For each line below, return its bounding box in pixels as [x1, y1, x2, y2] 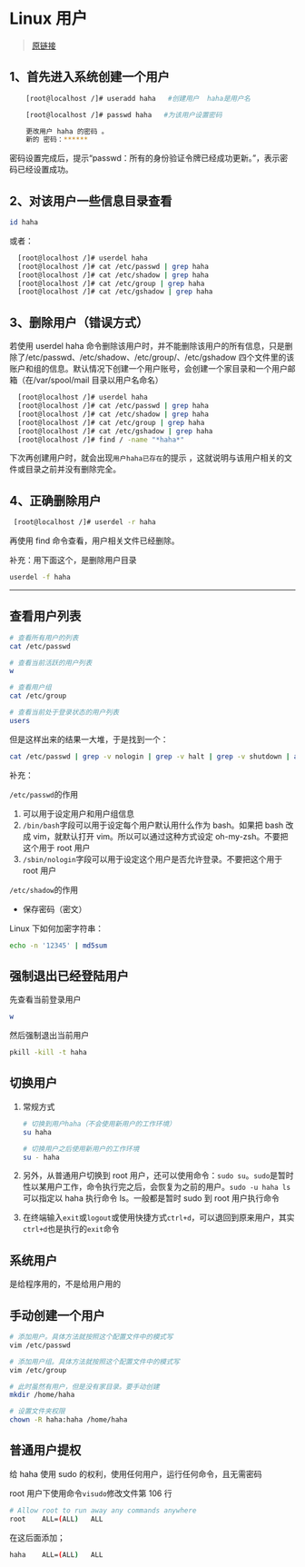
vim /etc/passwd [9, 1341, 71, 1350]
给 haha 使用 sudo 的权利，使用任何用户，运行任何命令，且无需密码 [9, 1468, 262, 1479]
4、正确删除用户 [9, 492, 102, 509]
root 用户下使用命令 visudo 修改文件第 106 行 [9, 1487, 172, 1499]
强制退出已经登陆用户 [9, 968, 129, 984]
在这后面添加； [9, 1532, 65, 1542]
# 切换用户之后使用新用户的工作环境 [22, 1144, 140, 1154]
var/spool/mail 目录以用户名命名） [35, 374, 163, 386]
